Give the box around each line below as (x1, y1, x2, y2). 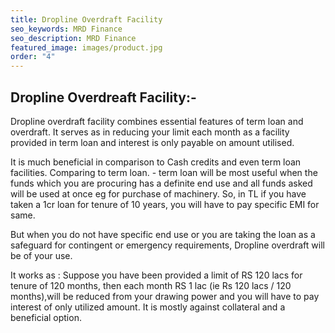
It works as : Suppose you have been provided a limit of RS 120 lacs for (10, 269, 303, 281)
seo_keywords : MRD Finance (10, 24, 123, 34)
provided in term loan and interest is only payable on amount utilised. (10, 136, 295, 148)
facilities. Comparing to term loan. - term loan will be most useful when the (10, 166, 318, 178)
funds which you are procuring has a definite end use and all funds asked (10, 177, 313, 189)
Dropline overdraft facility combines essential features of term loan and (10, 115, 304, 127)
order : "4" (10, 52, 56, 62)
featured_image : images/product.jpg (10, 42, 163, 53)
